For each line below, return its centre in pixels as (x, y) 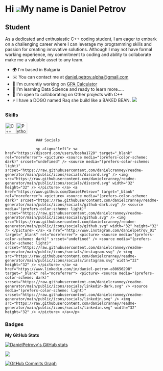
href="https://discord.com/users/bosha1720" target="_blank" (69, 153)
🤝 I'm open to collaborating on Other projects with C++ (68, 94)
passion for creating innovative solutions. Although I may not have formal (79, 49)
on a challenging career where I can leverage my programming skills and (78, 44)
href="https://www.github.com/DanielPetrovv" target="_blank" (70, 192)
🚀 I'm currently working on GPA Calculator (55, 84)
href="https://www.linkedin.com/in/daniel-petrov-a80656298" (69, 269)
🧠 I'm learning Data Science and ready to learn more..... (68, 89)
